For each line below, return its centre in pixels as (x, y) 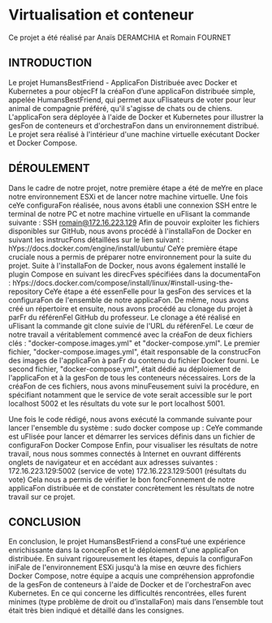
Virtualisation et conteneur (101, 15)
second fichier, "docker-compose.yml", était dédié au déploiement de (125, 369)
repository (26, 291)
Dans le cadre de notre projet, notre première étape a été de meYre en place (136, 187)
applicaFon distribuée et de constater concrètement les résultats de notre (132, 488)
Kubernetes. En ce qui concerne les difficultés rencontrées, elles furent (127, 593)
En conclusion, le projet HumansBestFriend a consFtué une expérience (127, 542)
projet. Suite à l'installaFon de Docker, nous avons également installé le (127, 265)
